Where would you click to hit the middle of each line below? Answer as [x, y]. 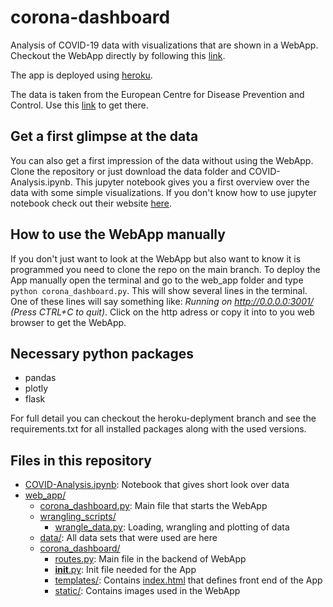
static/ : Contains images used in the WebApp [147, 591]
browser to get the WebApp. [68, 322]
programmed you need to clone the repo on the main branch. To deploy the [165, 269]
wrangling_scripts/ [78, 517]
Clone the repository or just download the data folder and [128, 171]
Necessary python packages [102, 353]
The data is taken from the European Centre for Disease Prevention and [157, 94]
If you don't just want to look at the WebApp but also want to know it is [156, 258]
